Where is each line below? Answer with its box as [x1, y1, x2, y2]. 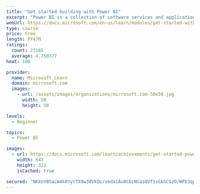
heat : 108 [6, 58, 31, 64]
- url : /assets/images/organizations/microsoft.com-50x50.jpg [17, 92, 174, 98]
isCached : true [17, 168, 55, 174]
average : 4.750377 [11, 53, 58, 59]
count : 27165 [11, 48, 44, 54]
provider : [6, 69, 31, 75]
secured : [6, 179, 28, 184]
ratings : [6, 42, 28, 48]
